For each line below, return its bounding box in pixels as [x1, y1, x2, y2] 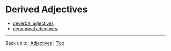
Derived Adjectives [5, 4, 88, 15]
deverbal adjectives [12, 20, 54, 26]
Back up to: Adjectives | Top [5, 40, 65, 46]
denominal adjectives [12, 25, 58, 31]
